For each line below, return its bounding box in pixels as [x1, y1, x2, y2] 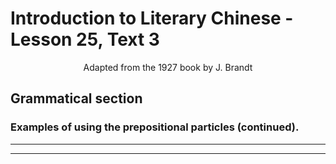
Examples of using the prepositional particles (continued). [10, 120, 300, 134]
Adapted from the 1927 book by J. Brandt [83, 61, 253, 73]
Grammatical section [10, 90, 143, 107]
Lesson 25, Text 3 [10, 28, 160, 51]
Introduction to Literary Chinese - [10, 7, 294, 30]
